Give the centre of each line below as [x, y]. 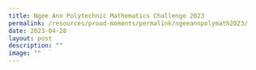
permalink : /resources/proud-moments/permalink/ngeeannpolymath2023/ [128, 23]
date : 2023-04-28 [38, 31]
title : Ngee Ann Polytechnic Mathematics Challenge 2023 [107, 16]
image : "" [25, 53]
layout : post [30, 38]
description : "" [36, 46]
